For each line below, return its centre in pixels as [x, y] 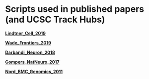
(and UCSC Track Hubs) [55, 20]
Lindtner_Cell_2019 [26, 33]
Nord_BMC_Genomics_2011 [34, 71]
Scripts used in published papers [75, 9]
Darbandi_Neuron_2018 [30, 52]
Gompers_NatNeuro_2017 [32, 62]
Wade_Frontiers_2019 [28, 42]
